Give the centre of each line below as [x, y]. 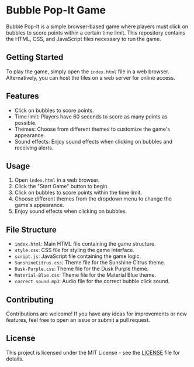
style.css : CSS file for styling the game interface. [75, 250]
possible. [25, 123]
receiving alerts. [34, 148]
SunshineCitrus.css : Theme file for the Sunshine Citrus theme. [90, 263]
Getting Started [35, 57]
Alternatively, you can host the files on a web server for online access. [91, 77]
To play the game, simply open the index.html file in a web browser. [88, 72]
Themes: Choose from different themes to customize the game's [92, 129]
